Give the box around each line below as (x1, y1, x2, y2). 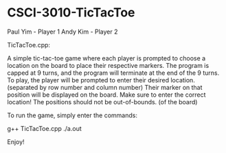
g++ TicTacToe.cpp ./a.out (7, 124, 82, 132)
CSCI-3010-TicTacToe (7, 5, 135, 21)
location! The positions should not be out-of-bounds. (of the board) (7, 97, 198, 106)
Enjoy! (7, 137, 25, 145)
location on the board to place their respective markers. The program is (7, 61, 210, 69)
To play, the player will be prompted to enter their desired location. (7, 75, 196, 84)
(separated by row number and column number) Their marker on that (7, 83, 203, 91)
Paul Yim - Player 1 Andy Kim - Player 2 (7, 27, 118, 36)
